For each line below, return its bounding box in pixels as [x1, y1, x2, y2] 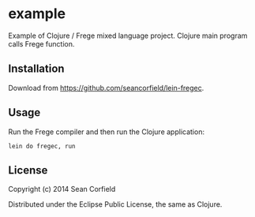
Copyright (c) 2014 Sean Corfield [8, 185, 116, 194]
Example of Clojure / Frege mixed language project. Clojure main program [8, 31, 248, 40]
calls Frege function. [8, 39, 75, 48]
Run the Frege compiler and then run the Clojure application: [8, 127, 205, 137]
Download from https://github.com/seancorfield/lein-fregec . [8, 83, 204, 92]
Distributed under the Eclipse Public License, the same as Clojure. [8, 200, 223, 209]
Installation [8, 62, 65, 76]
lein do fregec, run [8, 142, 77, 150]
